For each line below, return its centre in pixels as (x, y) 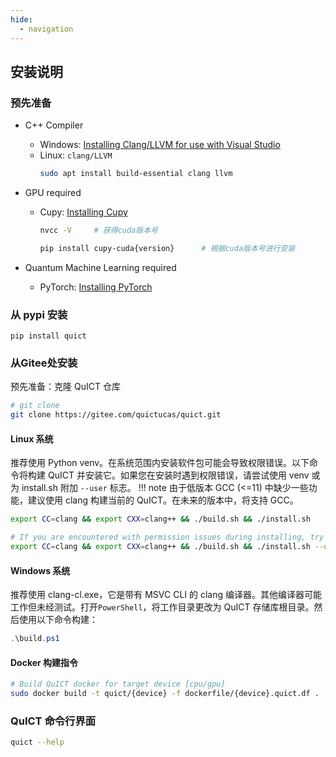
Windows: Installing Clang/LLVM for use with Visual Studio (160, 145)
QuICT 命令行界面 (53, 721)
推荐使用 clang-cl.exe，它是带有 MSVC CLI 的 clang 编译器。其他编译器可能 (166, 595)
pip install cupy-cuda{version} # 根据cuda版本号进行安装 (167, 248)
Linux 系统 (32, 438)
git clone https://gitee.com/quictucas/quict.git (116, 415)
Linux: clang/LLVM (76, 155)
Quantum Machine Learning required (100, 267)
